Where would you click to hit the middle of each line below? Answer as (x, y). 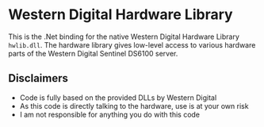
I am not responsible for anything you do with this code (110, 114)
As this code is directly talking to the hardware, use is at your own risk (134, 106)
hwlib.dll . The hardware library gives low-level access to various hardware (132, 44)
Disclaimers (38, 78)
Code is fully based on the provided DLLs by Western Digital (118, 98)
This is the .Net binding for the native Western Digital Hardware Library (124, 37)
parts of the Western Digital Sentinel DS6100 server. (93, 53)
